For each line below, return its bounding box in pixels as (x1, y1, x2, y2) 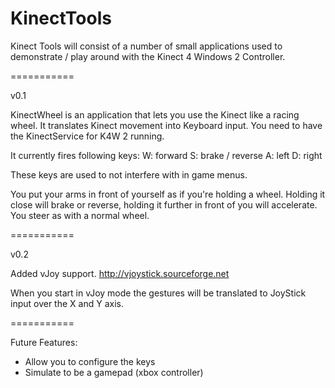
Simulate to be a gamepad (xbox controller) (24, 366, 204, 378)
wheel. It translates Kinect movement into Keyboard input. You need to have (10, 119, 323, 131)
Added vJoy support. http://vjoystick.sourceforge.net (10, 267, 230, 279)
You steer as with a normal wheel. (10, 209, 150, 221)
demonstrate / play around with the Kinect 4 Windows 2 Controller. (10, 50, 286, 62)
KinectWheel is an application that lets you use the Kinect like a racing (10, 108, 300, 121)
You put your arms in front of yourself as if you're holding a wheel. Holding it (10, 188, 326, 200)
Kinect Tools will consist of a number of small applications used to (10, 40, 283, 52)
